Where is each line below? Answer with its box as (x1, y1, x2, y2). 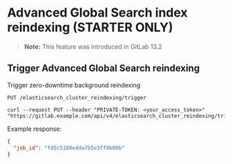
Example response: (7, 125, 62, 133)
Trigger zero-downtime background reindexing (7, 81, 141, 89)
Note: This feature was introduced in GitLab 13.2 (23, 42, 162, 51)
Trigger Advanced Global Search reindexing (7, 62, 200, 74)
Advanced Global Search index (7, 5, 188, 21)
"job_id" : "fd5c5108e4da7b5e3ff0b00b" (13, 144, 126, 152)
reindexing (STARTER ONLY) (7, 19, 174, 35)
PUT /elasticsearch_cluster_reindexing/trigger (7, 94, 147, 101)
